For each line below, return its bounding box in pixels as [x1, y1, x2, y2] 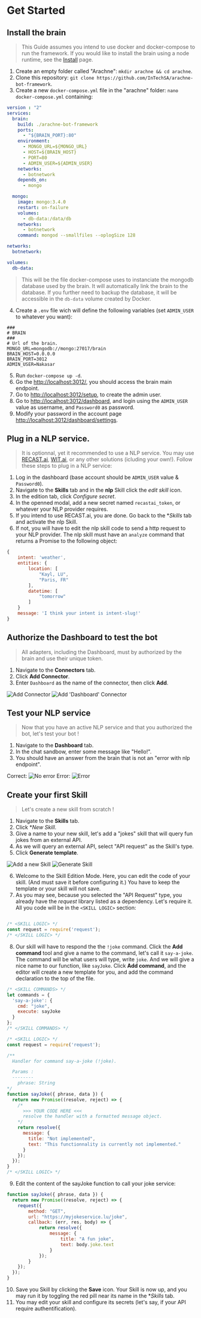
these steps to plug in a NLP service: [21, 462, 112, 469]
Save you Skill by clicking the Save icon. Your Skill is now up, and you [15, 1286, 187, 1293]
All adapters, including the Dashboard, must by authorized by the [21, 648, 182, 656]
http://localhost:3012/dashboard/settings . [15, 416, 118, 423]
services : [7, 110, 32, 116]
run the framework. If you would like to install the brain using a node [21, 50, 190, 57]
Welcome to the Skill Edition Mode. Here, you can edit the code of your [15, 872, 191, 880]
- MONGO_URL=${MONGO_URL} [22, 144, 87, 150]
